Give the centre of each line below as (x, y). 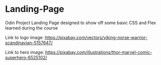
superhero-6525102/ (26, 57)
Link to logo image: (24, 37)
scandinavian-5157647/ (29, 42)
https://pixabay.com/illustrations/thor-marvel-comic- (99, 52)
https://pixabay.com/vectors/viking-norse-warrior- (96, 37)
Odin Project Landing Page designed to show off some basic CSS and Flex (81, 23)
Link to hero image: (25, 52)
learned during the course (32, 28)
